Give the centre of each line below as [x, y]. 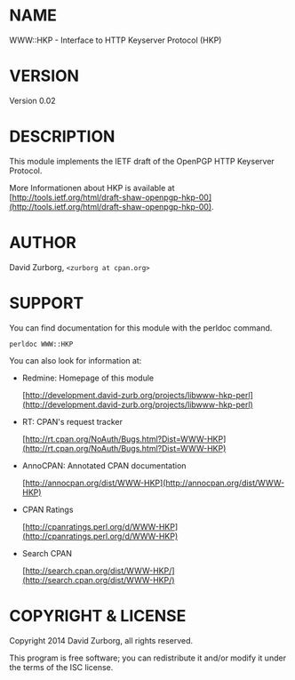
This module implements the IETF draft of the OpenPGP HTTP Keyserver [142, 161]
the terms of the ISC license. [61, 667]
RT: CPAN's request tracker [72, 421]
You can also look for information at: [76, 360]
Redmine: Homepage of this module [88, 378]
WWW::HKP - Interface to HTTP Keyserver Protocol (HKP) [116, 40]
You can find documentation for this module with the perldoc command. [141, 328]
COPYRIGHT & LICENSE [98, 616]
